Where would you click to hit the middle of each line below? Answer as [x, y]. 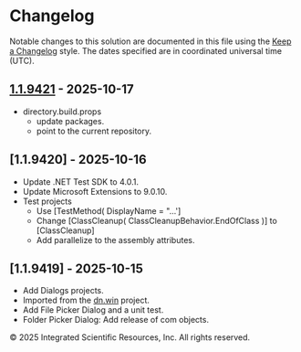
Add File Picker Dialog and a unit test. [93, 310]
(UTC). [22, 60]
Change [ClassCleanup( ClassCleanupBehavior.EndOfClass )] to [157, 220]
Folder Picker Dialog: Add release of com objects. [116, 320]
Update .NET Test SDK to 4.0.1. [81, 181]
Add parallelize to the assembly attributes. [115, 240]
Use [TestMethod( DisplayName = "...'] [109, 210]
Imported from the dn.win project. [86, 300]
